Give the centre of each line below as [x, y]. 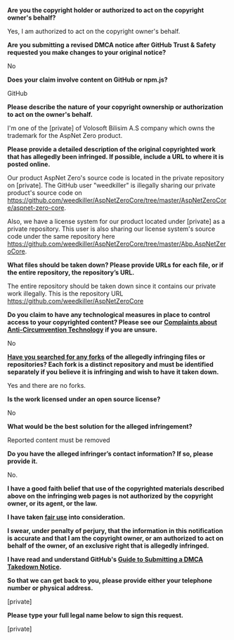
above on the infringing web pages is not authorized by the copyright [110, 496]
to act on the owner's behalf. [50, 114]
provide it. [22, 461]
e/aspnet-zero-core [36, 208]
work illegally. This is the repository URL [65, 294]
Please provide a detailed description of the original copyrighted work [111, 149]
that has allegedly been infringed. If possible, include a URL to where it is [116, 157]
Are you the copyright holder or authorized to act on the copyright [106, 10]
